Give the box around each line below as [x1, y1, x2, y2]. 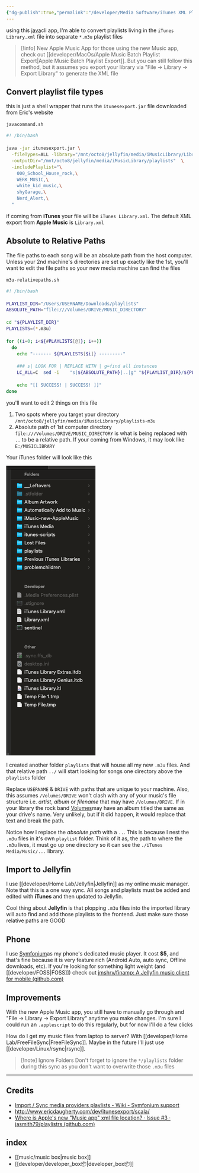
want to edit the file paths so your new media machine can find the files [6, 264, 181, 272]
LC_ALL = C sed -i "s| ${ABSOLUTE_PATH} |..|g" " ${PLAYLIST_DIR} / [17, 370, 184, 376]
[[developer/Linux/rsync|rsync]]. [6, 1045, 86, 1052]
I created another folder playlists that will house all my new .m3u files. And [6, 761, 190, 768]
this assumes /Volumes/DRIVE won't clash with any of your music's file [6, 792, 176, 799]
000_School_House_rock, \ [17, 170, 78, 176]
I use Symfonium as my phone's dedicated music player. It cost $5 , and [6, 950, 179, 957]
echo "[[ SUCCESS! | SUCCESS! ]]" [17, 382, 102, 388]
